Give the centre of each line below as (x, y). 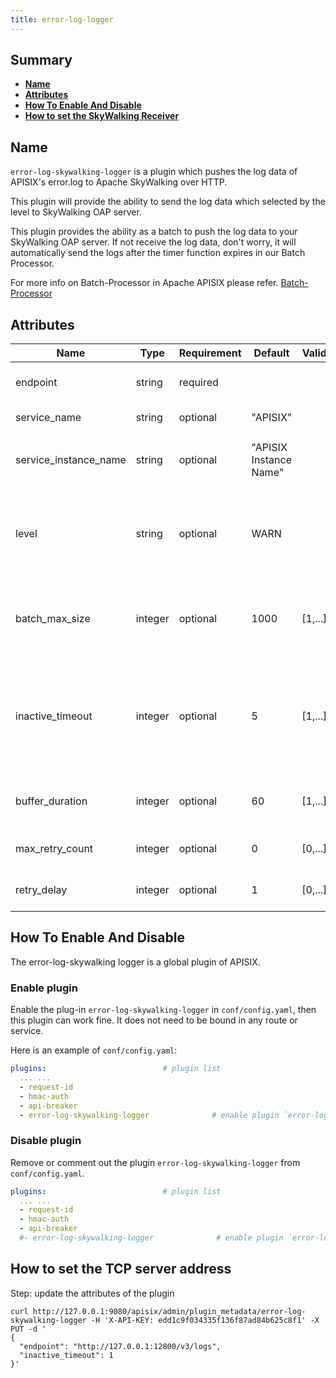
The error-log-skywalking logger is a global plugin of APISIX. (135, 962)
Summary (41, 60)
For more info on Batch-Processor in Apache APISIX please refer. (144, 283)
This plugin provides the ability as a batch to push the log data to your (154, 232)
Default (271, 353)
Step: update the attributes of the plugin (92, 1293)
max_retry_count (54, 849)
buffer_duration (51, 801)
